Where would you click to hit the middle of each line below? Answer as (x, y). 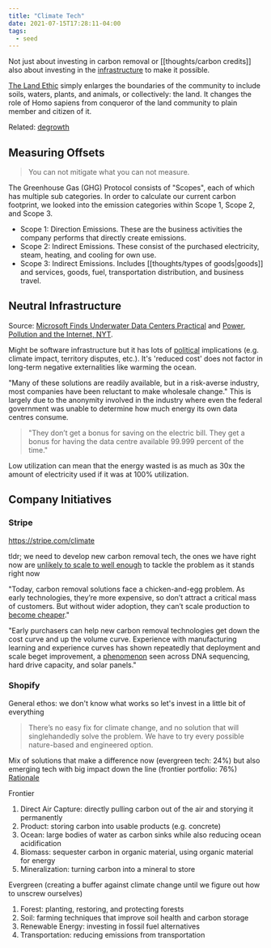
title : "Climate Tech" (47, 16)
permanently (41, 817)
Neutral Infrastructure (65, 306)
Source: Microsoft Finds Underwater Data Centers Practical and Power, (127, 325)
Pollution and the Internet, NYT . (61, 334)
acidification (41, 843)
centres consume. (38, 417)
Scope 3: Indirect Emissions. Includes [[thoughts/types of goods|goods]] (142, 264)
